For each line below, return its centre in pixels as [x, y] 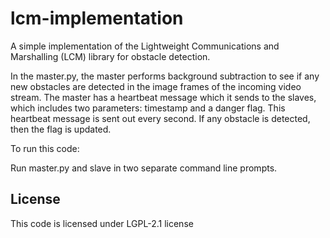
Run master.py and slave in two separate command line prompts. [144, 168]
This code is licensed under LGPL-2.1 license [102, 223]
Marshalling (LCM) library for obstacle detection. [110, 56]
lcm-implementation [97, 18]
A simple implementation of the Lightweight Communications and [145, 46]
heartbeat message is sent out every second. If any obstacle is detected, [160, 118]
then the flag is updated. [61, 129]
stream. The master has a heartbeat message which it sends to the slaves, [163, 97]
